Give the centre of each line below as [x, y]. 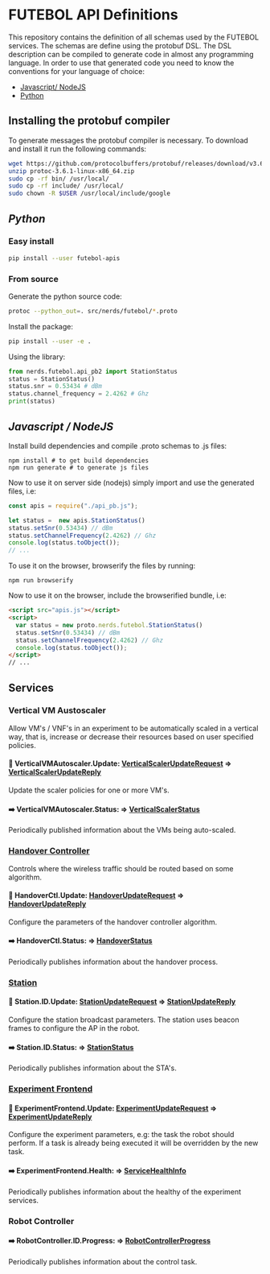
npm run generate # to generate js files [79, 467]
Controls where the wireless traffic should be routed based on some [121, 868]
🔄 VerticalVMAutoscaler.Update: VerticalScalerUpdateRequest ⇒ [120, 763]
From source [33, 279]
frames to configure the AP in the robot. [74, 1028]
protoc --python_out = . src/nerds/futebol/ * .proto [93, 311]
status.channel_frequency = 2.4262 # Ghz [79, 394]
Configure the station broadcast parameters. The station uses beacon [124, 1020]
